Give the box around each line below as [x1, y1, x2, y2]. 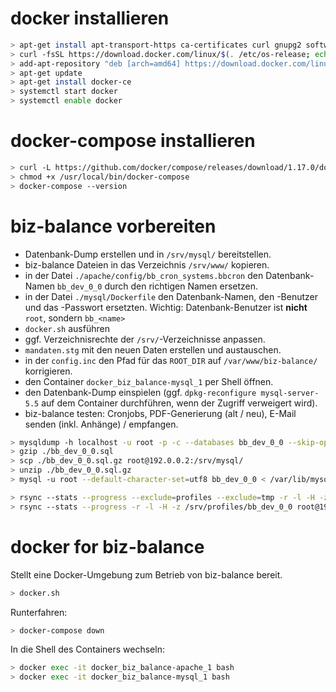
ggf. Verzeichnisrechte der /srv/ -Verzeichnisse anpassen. [24, 333, 266, 345]
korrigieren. [24, 365, 73, 377]
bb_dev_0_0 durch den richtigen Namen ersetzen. [56, 280, 259, 292]
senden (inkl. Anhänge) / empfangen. [24, 418, 179, 430]
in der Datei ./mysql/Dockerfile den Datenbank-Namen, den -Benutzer [24, 290, 319, 302]
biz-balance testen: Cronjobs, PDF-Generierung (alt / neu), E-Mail [24, 407, 297, 419]
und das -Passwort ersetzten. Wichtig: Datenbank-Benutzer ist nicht [24, 301, 308, 313]
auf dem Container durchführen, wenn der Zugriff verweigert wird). [41, 397, 318, 409]
